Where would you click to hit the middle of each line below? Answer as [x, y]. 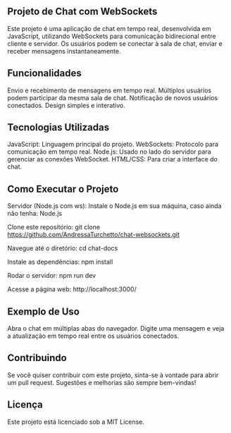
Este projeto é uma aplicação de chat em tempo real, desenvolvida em [109, 28]
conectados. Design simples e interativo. [66, 105]
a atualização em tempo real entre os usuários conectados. [93, 336]
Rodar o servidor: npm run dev [52, 276]
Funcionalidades [45, 73]
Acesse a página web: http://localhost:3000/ [72, 289]
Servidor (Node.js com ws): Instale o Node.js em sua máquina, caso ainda [114, 206]
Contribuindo [37, 358]
